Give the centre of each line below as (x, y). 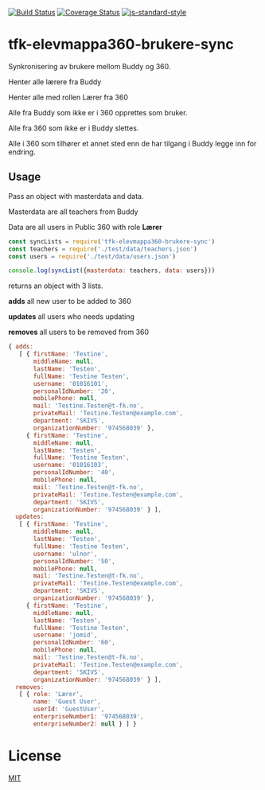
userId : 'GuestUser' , (69, 709)
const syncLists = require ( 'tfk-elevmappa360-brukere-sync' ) (112, 241)
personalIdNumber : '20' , (74, 391)
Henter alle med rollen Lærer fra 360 (68, 97)
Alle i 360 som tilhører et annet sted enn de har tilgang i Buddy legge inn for (132, 143)
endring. (22, 152)
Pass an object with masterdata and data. (76, 196)
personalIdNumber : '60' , (74, 643)
